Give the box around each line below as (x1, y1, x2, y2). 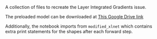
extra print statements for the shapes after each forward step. (5, 29, 133, 34)
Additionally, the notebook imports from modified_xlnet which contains (5, 23, 152, 29)
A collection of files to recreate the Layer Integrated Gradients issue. (5, 4, 146, 10)
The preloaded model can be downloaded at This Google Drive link (5, 14, 144, 19)
